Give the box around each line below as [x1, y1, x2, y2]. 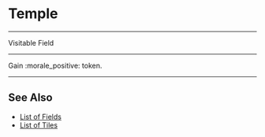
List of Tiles [19, 120, 58, 130]
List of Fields [19, 112, 62, 121]
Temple [8, 5, 58, 23]
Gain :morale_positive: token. [8, 61, 103, 70]
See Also [8, 91, 53, 105]
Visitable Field [8, 38, 54, 47]
